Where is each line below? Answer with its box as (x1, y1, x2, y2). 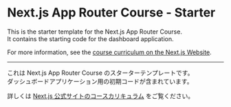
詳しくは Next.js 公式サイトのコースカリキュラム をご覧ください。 (7, 91, 195, 100)
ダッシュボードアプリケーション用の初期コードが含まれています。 (7, 77, 193, 85)
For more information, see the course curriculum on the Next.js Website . (7, 48, 212, 56)
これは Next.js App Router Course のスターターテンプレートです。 (7, 69, 194, 77)
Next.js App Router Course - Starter (7, 5, 216, 21)
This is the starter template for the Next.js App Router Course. (7, 27, 182, 36)
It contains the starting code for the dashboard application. (7, 34, 174, 43)
